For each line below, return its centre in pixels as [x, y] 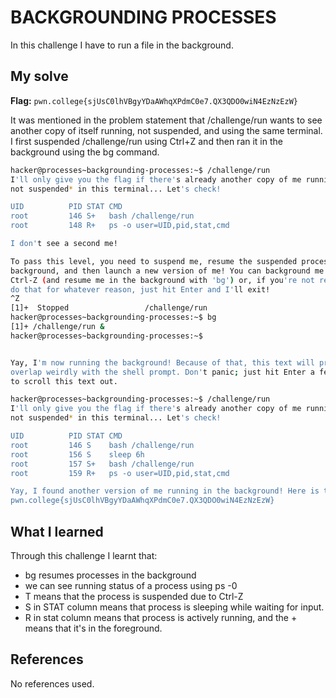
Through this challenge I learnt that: [84, 555]
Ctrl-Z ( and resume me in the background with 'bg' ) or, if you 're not [162, 280]
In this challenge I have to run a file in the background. [122, 45]
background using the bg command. [85, 152]
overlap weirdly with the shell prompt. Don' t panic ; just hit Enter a [162, 372]
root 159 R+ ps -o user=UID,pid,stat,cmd [120, 473]
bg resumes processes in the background [110, 575]
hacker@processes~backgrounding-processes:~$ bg [113, 317]
